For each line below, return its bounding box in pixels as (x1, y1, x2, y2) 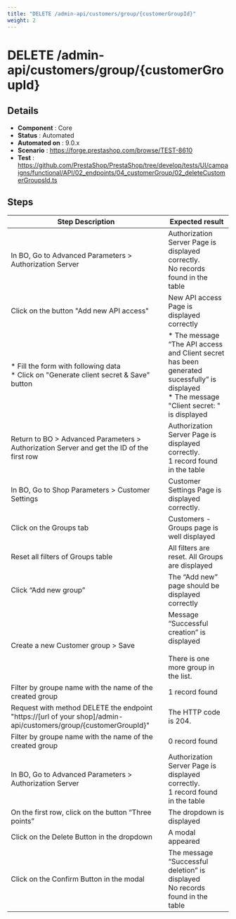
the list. (168, 672, 192, 682)
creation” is (168, 627, 206, 637)
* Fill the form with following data (11, 361, 121, 371)
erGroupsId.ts (17, 176, 58, 184)
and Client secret (168, 348, 225, 358)
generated (168, 366, 202, 376)
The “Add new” (168, 572, 218, 582)
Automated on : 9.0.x (17, 138, 80, 147)
